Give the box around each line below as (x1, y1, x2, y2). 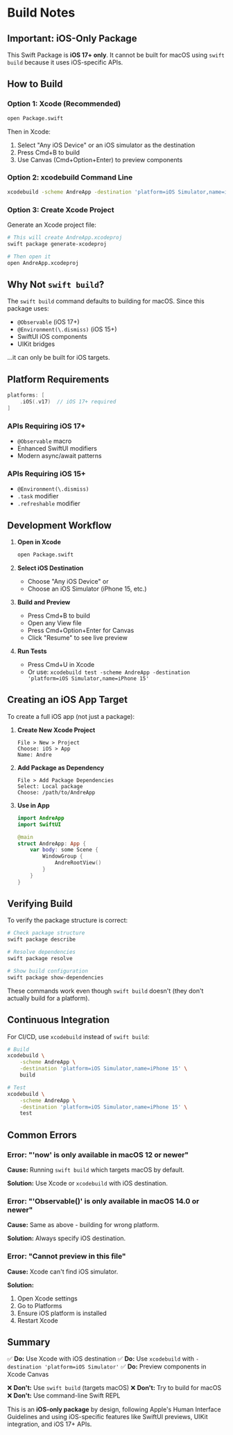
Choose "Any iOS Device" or (27, 577, 109, 586)
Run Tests (17, 647, 47, 656)
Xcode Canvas (7, 1371, 49, 1379)
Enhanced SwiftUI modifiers (17, 444, 97, 453)
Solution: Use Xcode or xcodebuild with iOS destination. (7, 1179, 168, 1187)
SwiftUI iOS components (17, 333, 88, 341)
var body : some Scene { (30, 846, 98, 853)
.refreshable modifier (17, 499, 81, 507)
